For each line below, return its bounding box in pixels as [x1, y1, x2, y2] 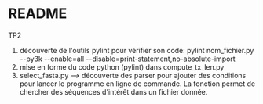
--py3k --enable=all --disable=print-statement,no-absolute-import [19, 54, 236, 63]
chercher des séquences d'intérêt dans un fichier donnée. [19, 87, 208, 96]
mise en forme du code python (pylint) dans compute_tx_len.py [19, 62, 225, 71]
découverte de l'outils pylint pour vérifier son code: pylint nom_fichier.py [19, 45, 254, 55]
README [8, 5, 68, 23]
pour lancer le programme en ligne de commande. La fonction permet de [19, 79, 256, 88]
